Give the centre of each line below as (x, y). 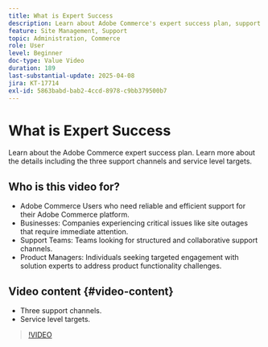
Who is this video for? (64, 186)
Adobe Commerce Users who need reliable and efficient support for (133, 206)
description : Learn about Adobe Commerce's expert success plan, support (135, 23)
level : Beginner (35, 53)
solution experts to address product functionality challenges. (121, 266)
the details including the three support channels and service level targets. (130, 161)
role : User (27, 46)
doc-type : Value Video (46, 61)
